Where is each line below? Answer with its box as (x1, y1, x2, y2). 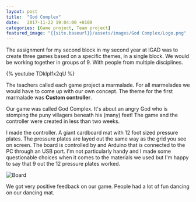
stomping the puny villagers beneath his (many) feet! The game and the (6, 112, 178, 119)
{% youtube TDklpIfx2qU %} (6, 70, 75, 77)
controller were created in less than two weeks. (6, 118, 120, 125)
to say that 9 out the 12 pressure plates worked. (6, 160, 121, 167)
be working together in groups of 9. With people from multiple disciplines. (6, 59, 184, 66)
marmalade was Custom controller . (6, 94, 92, 101)
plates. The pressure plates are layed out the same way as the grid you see (6, 135, 187, 142)
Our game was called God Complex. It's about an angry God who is (6, 105, 168, 112)
